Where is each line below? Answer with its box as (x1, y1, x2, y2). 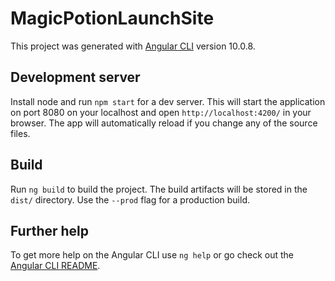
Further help (10, 222, 90, 239)
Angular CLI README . (10, 260, 101, 272)
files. (10, 127, 31, 139)
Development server (10, 69, 141, 86)
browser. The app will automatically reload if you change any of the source (10, 117, 318, 129)
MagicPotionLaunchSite (10, 7, 215, 30)
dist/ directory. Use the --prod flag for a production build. (10, 193, 250, 206)
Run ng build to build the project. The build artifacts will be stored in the (10, 183, 308, 195)
